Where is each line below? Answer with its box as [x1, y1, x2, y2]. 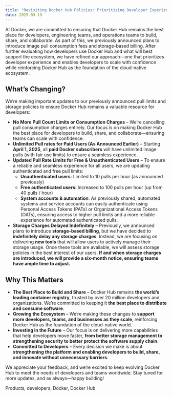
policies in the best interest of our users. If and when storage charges [12, 249, 161, 256]
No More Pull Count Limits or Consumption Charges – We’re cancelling [12, 119, 165, 126]
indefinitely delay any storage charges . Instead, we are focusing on [12, 234, 158, 240]
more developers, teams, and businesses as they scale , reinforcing [12, 316, 158, 323]
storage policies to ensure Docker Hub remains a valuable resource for [5, 103, 155, 110]
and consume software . [12, 305, 64, 311]
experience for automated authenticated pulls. [20, 217, 118, 223]
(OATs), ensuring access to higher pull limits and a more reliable [20, 212, 155, 218]
